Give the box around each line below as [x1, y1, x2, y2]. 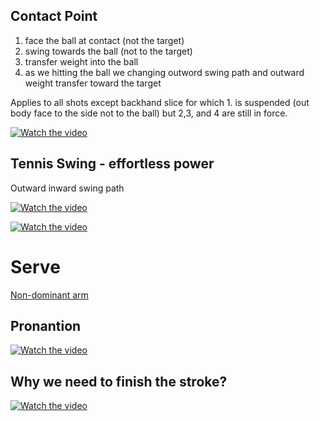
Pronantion [10, 317, 82, 334]
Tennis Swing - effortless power [10, 155, 215, 173]
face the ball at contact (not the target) [24, 34, 185, 46]
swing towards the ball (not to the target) [24, 45, 193, 57]
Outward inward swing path [10, 182, 125, 194]
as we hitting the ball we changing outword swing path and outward [24, 66, 305, 78]
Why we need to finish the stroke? [10, 373, 228, 390]
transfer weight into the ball [24, 55, 139, 68]
